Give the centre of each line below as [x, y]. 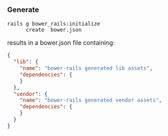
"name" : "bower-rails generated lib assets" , [86, 68]
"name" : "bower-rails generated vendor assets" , [91, 100]
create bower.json [53, 30]
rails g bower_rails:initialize [54, 24]
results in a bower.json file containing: [61, 43]
